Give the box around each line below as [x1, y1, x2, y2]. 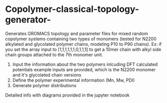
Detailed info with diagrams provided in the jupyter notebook [5, 92, 130, 98]
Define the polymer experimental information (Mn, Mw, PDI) [12, 77, 135, 83]
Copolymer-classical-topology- [5, 3, 140, 15]
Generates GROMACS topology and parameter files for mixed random [5, 30, 148, 36]
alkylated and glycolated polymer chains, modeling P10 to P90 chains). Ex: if [5, 41, 162, 47]
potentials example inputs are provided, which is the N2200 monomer [12, 66, 156, 73]
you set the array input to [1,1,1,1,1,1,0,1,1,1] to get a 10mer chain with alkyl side [5, 46, 162, 52]
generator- [5, 14, 51, 25]
